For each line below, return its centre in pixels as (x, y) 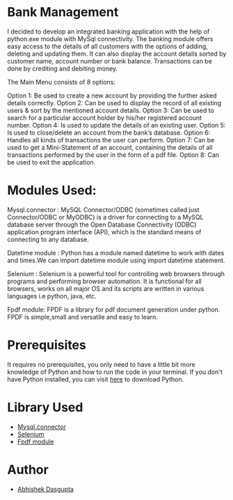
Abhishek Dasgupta (46, 489)
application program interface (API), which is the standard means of (104, 232)
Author (28, 470)
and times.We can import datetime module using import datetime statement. (116, 260)
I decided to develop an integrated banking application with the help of (109, 31)
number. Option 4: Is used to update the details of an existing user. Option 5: (116, 125)
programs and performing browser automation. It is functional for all (104, 281)
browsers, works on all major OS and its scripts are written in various (106, 288)
